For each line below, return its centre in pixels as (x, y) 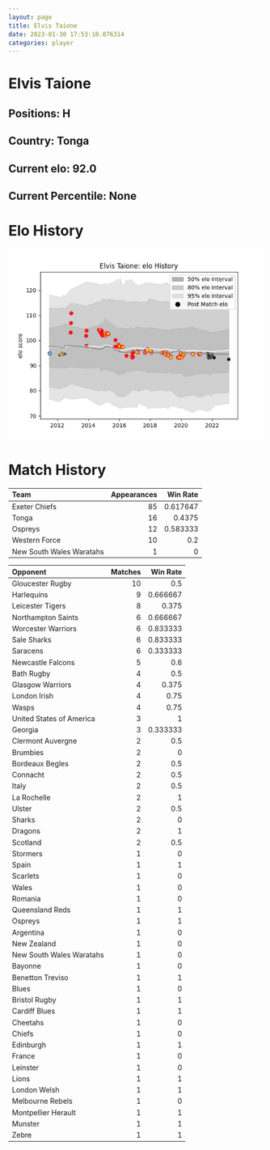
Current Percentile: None (73, 196)
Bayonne (27, 966)
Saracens (27, 651)
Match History (57, 470)
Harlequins (30, 595)
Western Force (36, 540)
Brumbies (28, 752)
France (23, 1056)
